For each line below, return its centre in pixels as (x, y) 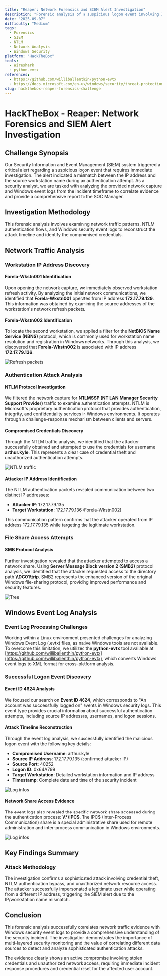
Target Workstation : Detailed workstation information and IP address (83, 774)
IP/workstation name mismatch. (38, 899)
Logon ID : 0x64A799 (34, 769)
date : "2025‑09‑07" (25, 19)
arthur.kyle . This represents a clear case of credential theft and (70, 452)
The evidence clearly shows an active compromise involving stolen (74, 958)
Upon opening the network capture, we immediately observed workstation (81, 288)
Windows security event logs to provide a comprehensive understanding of (82, 932)
